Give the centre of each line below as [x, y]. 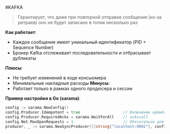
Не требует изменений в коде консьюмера [59, 78]
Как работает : [21, 32]
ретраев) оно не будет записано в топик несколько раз [78, 23]
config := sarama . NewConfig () [37, 108]
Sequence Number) [33, 47]
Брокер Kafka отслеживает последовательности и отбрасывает [82, 53]
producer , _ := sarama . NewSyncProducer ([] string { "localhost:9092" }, [79, 126]
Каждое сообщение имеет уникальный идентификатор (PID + [79, 42]
